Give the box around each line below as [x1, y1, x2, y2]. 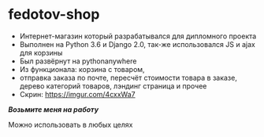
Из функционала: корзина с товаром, [19, 64, 145, 74]
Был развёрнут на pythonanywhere [19, 56, 137, 66]
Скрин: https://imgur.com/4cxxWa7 [19, 89, 136, 99]
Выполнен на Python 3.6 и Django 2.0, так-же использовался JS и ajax [19, 39, 256, 49]
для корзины [19, 48, 63, 57]
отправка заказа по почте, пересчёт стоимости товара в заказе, [19, 73, 238, 82]
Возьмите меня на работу [8, 104, 99, 114]
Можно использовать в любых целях [8, 120, 133, 129]
